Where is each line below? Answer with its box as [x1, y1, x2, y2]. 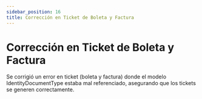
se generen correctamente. [6, 86, 75, 94]
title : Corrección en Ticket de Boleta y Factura [6, 14, 135, 21]
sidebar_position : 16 [6, 8, 61, 15]
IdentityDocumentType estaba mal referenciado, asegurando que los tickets [6, 80, 196, 87]
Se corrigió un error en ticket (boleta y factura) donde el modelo [6, 73, 167, 80]
